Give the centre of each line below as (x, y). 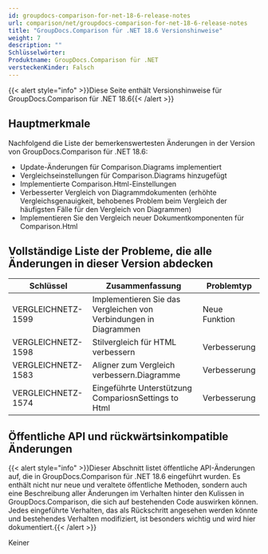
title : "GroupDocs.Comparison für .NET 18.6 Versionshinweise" (116, 30)
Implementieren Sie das (136, 300)
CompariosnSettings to (136, 398)
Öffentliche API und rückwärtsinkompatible (118, 436)
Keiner (19, 543)
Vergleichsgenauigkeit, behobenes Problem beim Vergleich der (123, 201)
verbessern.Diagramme (136, 375)
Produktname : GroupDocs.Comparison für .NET (83, 61)
